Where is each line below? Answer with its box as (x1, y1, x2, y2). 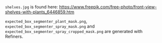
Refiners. (5, 33, 23, 39)
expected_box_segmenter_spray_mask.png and (5, 23, 95, 29)
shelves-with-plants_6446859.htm (5, 9, 75, 15)
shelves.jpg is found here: (5, 4, 59, 10)
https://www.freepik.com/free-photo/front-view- (59, 4, 157, 10)
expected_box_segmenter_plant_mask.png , (5, 19, 87, 24)
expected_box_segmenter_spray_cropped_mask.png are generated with (5, 29, 143, 34)
